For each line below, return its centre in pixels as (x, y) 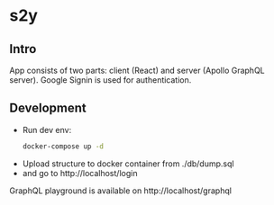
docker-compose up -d (63, 146)
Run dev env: (47, 129)
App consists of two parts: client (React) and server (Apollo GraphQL (137, 70)
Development (48, 108)
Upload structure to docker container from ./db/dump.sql (128, 164)
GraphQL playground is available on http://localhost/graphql (121, 191)
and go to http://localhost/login (80, 173)
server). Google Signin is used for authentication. (100, 80)
